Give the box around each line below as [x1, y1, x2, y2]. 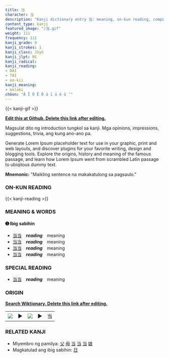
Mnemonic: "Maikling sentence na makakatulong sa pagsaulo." [5, 171, 137, 177]
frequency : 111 [5, 36, 37, 41]
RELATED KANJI [5, 328, 46, 335]
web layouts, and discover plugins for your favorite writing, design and [5, 146, 151, 152]
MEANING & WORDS [5, 208, 56, 215]
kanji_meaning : [5, 82, 37, 87]
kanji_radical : [5, 59, 37, 64]
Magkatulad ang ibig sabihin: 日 [12, 346, 78, 353]
